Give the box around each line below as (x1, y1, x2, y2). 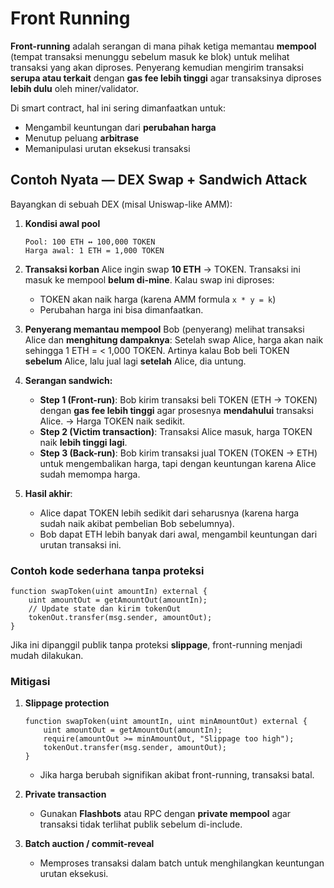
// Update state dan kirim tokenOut (28, 604, 182, 614)
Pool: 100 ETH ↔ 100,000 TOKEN (24, 237, 156, 247)
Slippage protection (24, 697, 110, 709)
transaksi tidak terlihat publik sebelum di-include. (39, 818, 243, 831)
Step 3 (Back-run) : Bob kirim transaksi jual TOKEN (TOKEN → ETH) (39, 447, 318, 459)
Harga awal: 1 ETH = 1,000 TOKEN (24, 245, 165, 256)
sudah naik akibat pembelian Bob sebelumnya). (39, 517, 235, 529)
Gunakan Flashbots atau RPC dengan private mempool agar (39, 808, 292, 820)
